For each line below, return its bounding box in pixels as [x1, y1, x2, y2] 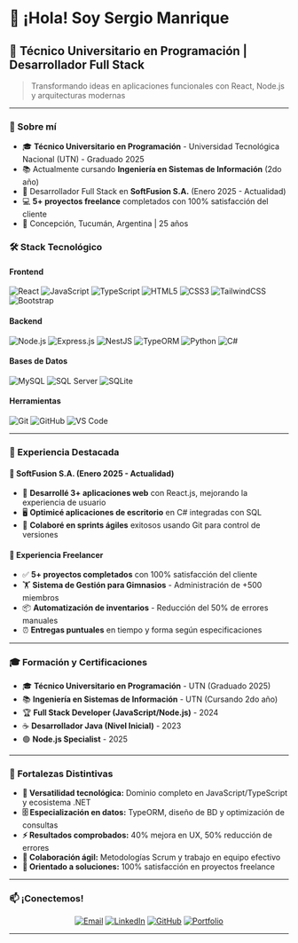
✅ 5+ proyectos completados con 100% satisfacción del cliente [21, 570, 258, 580]
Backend [9, 316, 43, 326]
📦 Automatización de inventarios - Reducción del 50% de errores [21, 602, 269, 613]
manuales [21, 616, 59, 626]
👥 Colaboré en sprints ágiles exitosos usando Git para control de [21, 520, 261, 530]
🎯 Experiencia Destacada [9, 445, 120, 458]
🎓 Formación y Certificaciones [9, 656, 148, 669]
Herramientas [9, 396, 62, 406]
